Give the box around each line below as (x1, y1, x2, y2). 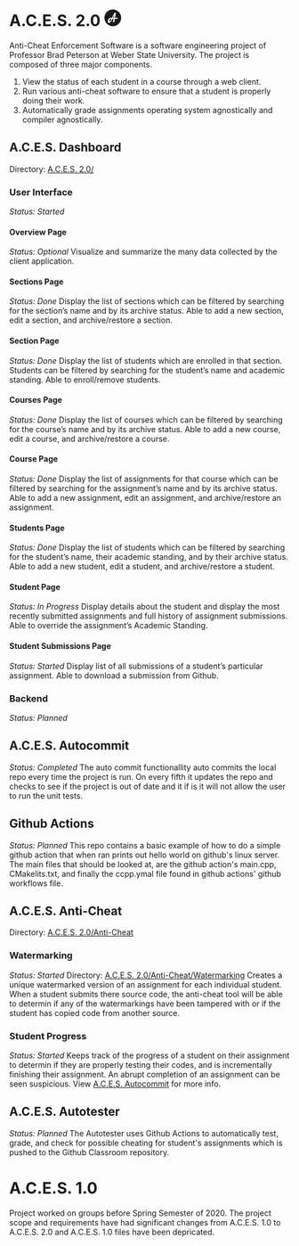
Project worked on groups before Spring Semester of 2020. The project (9, 1208, 271, 1218)
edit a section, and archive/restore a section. (9, 315, 174, 325)
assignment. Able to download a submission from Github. (9, 669, 220, 681)
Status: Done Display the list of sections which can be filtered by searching (9, 296, 285, 307)
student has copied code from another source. (9, 1007, 181, 1018)
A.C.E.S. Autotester (9, 1104, 120, 1119)
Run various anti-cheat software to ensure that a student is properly (21, 86, 271, 96)
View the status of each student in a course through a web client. (21, 76, 262, 86)
